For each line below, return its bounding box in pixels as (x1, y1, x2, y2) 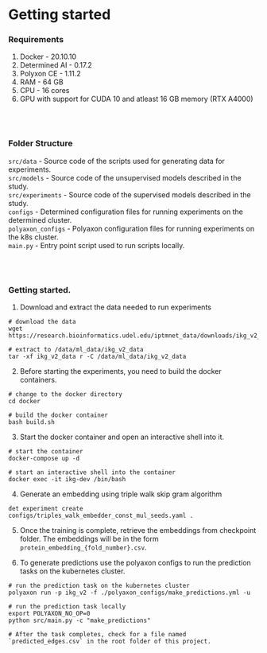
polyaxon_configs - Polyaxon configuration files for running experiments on (8, 223, 255, 233)
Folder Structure (8, 138, 73, 149)
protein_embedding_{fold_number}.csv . (19, 542, 147, 552)
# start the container (8, 448, 83, 456)
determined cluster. (8, 215, 72, 224)
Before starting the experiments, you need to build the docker (19, 367, 222, 376)
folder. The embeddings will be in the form (19, 534, 159, 544)
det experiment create (8, 505, 83, 513)
